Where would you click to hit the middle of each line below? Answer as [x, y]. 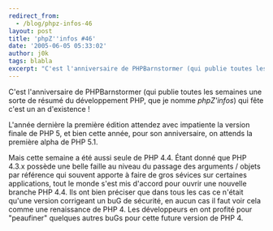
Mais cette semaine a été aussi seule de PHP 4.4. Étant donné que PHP [128, 157]
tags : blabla [30, 62]
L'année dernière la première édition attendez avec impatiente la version [129, 124]
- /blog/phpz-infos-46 [54, 24]
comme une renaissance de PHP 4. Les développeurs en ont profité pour [130, 209]
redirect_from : [34, 16]
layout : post [30, 31]
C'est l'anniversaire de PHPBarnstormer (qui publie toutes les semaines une [135, 92]
